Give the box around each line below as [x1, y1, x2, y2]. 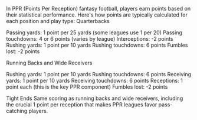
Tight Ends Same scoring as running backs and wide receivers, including [6, 95, 183, 102]
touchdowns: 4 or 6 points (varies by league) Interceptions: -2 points [6, 35, 173, 42]
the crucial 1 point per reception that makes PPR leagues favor [6, 101, 157, 108]
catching [6, 108, 28, 114]
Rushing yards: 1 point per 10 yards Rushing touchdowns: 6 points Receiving [6, 71, 192, 77]
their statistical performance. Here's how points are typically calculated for [6, 11, 188, 18]
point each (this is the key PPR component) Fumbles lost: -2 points [6, 83, 168, 90]
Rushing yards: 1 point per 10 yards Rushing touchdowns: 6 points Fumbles [6, 41, 188, 48]
